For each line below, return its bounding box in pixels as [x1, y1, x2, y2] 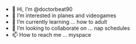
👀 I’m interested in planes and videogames [11, 12, 116, 19]
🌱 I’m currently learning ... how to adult [11, 18, 107, 25]
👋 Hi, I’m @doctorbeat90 [11, 6, 73, 12]
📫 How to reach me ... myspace [11, 32, 91, 38]
